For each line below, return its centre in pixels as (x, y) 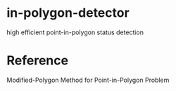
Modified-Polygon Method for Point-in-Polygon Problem (88, 80)
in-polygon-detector (68, 13)
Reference (37, 61)
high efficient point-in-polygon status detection (75, 32)
